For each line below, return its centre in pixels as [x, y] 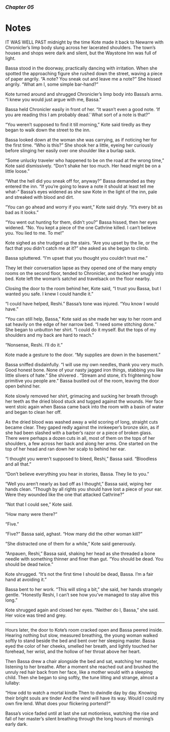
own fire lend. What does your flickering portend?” [58, 703]
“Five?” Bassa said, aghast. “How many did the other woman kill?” [74, 534]
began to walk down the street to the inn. [48, 130]
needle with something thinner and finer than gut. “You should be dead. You [84, 559]
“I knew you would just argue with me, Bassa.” [53, 99]
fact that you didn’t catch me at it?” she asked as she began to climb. [77, 248]
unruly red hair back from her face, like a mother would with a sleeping [79, 672]
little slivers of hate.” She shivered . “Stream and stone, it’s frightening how [83, 375]
